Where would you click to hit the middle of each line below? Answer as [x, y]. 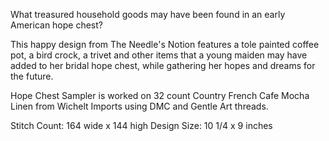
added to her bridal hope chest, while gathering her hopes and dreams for [163, 65]
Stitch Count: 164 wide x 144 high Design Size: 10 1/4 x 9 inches [141, 125]
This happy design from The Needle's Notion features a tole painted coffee [165, 44]
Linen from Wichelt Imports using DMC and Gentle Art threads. [139, 106]
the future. [32, 76]
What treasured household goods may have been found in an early [148, 14]
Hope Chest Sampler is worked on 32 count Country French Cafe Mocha [160, 95]
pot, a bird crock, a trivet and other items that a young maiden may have [159, 55]
